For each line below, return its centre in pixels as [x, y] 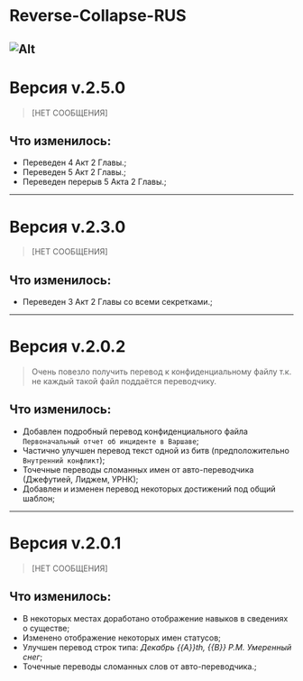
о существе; [46, 628]
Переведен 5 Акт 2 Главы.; [74, 172]
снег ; [32, 657]
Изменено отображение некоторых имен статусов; [121, 638]
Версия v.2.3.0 [68, 227]
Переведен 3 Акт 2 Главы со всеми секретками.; [118, 302]
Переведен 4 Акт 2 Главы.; [74, 162]
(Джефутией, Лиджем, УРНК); [80, 479]
